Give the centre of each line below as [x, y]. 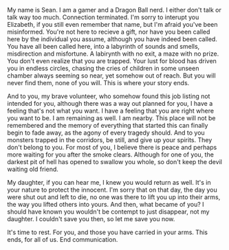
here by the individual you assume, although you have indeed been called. [112, 39]
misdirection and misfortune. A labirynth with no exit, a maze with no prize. [113, 54]
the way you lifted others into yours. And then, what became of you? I [106, 204]
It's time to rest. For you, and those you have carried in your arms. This [108, 232]
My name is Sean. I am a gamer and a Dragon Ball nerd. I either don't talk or [114, 10]
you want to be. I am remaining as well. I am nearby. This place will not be [111, 118]
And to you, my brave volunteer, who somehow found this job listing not [109, 96]
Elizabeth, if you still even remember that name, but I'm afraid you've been [112, 24]
